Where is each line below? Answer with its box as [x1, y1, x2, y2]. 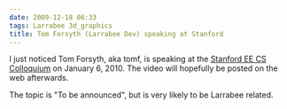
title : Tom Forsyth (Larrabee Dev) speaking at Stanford [9, 29, 224, 38]
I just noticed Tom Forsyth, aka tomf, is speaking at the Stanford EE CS [9, 54, 268, 65]
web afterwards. [9, 73, 69, 83]
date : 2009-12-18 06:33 [9, 12, 97, 22]
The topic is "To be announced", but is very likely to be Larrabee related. [9, 90, 274, 100]
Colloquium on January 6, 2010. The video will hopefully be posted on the [9, 63, 278, 74]
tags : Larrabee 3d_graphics [9, 21, 113, 30]
